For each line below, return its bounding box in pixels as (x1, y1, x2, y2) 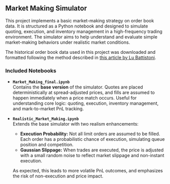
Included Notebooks (5, 67, 57, 74)
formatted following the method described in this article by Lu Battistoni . (5, 54, 156, 60)
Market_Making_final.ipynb (12, 80, 70, 85)
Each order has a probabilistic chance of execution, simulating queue (20, 136, 165, 142)
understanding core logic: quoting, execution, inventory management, (12, 100, 159, 106)
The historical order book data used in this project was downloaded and (5, 49, 156, 55)
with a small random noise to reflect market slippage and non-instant (20, 152, 164, 159)
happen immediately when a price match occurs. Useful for (12, 95, 137, 101)
